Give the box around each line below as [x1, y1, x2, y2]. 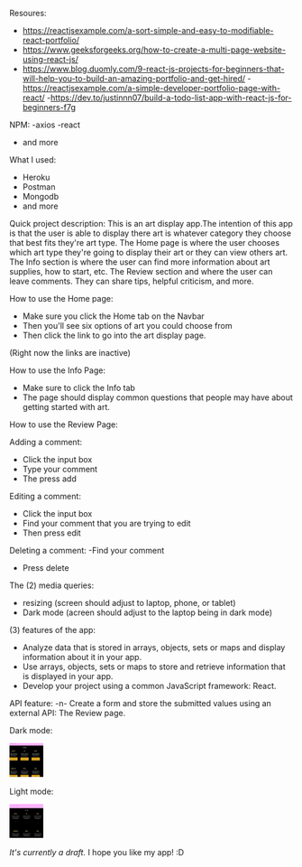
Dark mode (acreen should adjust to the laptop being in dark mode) [22, 607, 273, 618]
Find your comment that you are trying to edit [22, 518, 191, 528]
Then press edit [22, 527, 81, 538]
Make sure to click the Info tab [22, 383, 135, 393]
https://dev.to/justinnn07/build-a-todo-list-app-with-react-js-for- [50, 92, 292, 103]
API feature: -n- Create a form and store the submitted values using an [9, 698, 272, 708]
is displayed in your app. [22, 671, 114, 681]
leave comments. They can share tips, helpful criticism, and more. [9, 275, 254, 286]
